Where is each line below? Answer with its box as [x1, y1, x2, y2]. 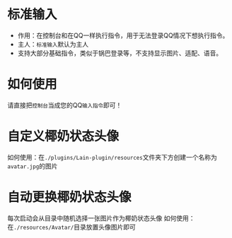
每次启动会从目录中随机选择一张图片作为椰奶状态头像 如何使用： [7, 213, 195, 222]
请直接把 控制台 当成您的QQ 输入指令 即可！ [7, 100, 122, 109]
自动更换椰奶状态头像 [7, 189, 132, 205]
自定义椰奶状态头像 [7, 129, 120, 145]
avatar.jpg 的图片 [7, 162, 58, 170]
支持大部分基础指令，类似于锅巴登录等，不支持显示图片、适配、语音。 [17, 49, 223, 57]
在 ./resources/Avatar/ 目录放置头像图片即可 [7, 222, 137, 231]
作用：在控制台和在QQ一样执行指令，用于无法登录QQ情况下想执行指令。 [17, 31, 229, 40]
